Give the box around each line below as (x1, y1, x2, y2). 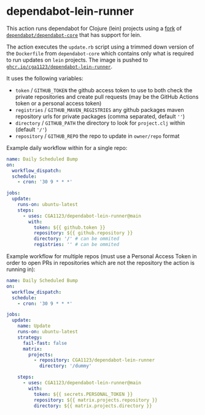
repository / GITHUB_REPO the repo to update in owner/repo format (15, 132, 180, 140)
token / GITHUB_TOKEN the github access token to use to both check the (15, 86, 193, 93)
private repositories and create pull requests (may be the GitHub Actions (15, 93, 199, 100)
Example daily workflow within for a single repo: (6, 144, 128, 151)
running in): (6, 266, 36, 273)
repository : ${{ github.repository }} (33, 230, 133, 236)
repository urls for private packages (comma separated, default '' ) (15, 113, 185, 120)
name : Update (17, 323, 51, 330)
